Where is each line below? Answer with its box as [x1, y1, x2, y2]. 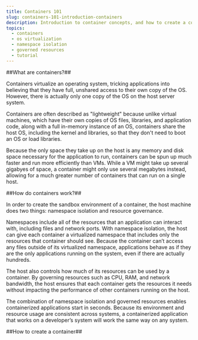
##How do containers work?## [6, 189, 81, 196]
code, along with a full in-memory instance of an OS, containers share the [6, 123, 186, 130]
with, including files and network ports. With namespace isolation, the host [6, 225, 187, 232]
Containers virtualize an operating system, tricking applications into [6, 80, 170, 87]
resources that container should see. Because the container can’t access [6, 237, 184, 245]
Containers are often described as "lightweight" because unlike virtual [6, 110, 177, 117]
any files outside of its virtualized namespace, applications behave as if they [6, 243, 192, 250]
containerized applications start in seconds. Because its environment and [6, 304, 184, 311]
